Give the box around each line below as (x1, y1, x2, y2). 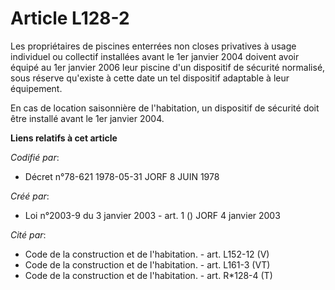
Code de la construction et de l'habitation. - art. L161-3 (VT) (24, 258, 271, 271)
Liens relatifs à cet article (10, 132, 118, 144)
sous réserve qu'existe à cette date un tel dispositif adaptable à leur (10, 72, 290, 84)
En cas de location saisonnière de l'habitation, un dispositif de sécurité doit (10, 102, 320, 114)
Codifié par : (10, 151, 60, 163)
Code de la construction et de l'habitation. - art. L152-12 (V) (24, 248, 270, 260)
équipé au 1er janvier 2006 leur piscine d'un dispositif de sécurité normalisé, (10, 61, 326, 73)
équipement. (10, 82, 63, 94)
